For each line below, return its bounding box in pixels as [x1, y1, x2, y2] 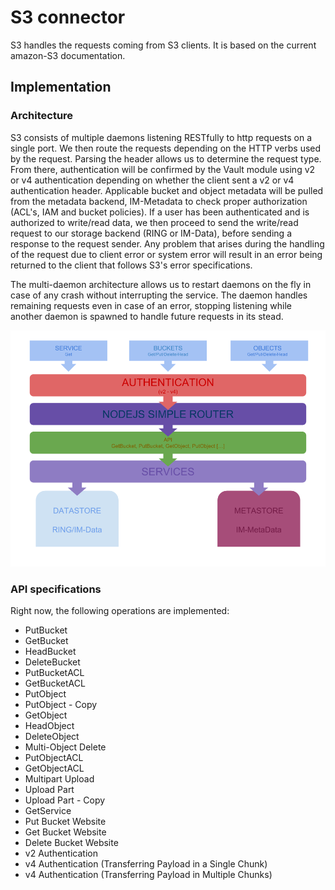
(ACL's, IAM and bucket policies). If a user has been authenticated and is [10, 206, 310, 218]
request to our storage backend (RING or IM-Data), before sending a [10, 227, 292, 239]
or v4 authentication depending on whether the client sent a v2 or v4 [10, 174, 295, 186]
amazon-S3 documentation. [10, 49, 126, 61]
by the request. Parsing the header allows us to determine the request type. [10, 152, 322, 165]
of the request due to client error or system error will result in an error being [10, 248, 323, 260]
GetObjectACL [24, 762, 85, 774]
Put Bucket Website [24, 815, 107, 827]
